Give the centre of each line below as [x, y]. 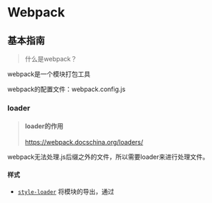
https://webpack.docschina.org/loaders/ [84, 142]
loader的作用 [44, 126]
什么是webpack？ [51, 59]
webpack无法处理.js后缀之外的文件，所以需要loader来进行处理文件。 [108, 157]
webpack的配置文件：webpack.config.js [67, 89]
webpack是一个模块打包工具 [49, 74]
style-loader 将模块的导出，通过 [66, 192]
